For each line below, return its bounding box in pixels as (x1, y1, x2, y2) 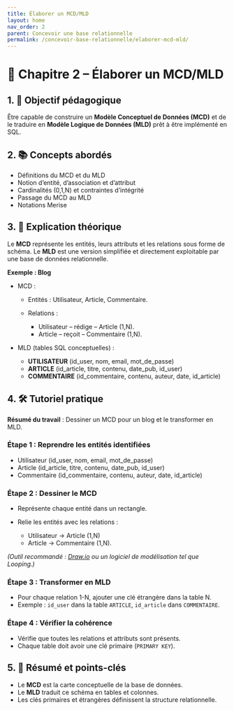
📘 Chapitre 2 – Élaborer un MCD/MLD (7, 67, 224, 83)
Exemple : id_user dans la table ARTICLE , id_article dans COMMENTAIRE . (17, 600, 220, 609)
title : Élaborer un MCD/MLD (7, 10, 89, 18)
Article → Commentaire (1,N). (27, 539, 112, 547)
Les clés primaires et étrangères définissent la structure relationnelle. (17, 695, 217, 704)
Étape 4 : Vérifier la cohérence (7, 618, 113, 628)
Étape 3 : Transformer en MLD (7, 577, 111, 587)
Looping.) (7, 560, 35, 568)
